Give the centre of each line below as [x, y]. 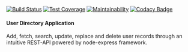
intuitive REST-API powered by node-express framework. [77, 42]
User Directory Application [40, 23]
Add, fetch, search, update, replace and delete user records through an [94, 36]
